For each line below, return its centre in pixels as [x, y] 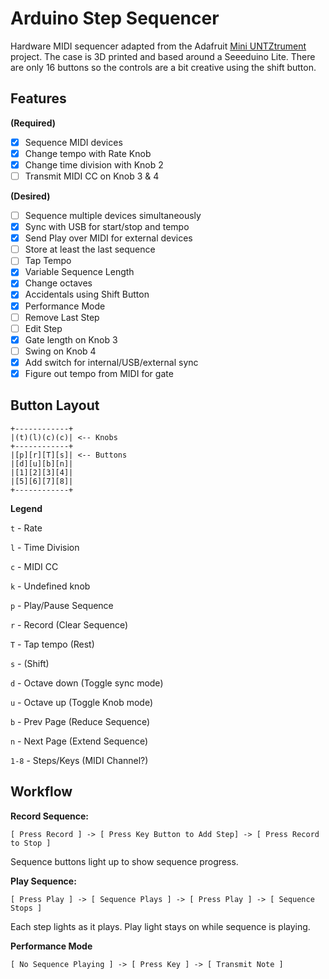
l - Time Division [45, 547]
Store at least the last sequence [90, 249]
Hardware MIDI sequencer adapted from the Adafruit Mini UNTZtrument [158, 46]
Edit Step [43, 328]
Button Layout [55, 405]
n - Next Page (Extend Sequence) [79, 741]
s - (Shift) [30, 663]
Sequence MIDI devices [73, 142]
